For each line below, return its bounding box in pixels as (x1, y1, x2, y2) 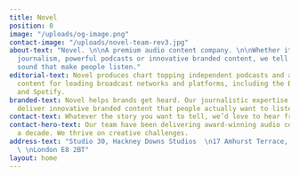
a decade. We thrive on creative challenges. (17, 129, 190, 138)
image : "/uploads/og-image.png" (9, 29, 129, 38)
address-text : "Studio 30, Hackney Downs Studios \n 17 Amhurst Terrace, (9, 137, 289, 146)
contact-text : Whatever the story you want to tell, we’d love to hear (9, 112, 280, 121)
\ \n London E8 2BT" (17, 145, 90, 154)
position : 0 (9, 21, 53, 30)
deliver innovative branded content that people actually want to (17, 104, 269, 113)
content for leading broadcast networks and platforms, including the (17, 79, 285, 88)
